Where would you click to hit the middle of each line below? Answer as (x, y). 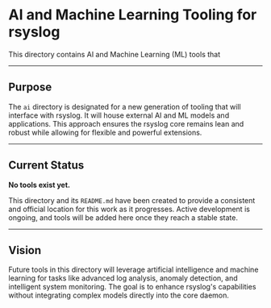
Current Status (46, 166)
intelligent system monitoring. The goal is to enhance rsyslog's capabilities (132, 287)
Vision (25, 250)
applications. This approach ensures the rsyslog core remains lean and (126, 123)
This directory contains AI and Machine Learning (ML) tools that (115, 54)
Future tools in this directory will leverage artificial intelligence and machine (133, 270)
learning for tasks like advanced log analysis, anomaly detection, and (123, 278)
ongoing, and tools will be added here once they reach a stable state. (123, 217)
